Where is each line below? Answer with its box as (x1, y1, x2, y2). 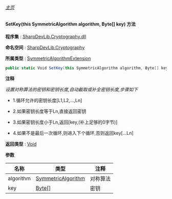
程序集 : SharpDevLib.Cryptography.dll (5, 33, 87, 39)
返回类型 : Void (5, 141, 37, 147)
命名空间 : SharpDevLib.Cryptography (5, 44, 85, 50)
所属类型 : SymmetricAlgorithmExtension (5, 55, 91, 61)
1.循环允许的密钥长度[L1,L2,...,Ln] (12, 97, 82, 103)
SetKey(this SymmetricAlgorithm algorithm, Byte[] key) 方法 (5, 21, 136, 27)
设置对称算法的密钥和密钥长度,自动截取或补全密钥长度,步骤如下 (5, 86, 138, 92)
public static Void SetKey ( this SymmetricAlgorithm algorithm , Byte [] (5, 65, 159, 71)
